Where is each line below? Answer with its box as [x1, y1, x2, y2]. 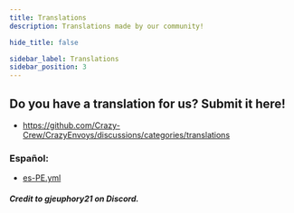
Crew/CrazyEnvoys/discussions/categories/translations [22, 129, 231, 140]
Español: [9, 152, 50, 164]
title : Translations [9, 13, 88, 23]
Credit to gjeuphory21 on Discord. [9, 193, 139, 204]
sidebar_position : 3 [9, 62, 88, 72]
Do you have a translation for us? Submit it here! [9, 96, 287, 111]
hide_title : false [9, 38, 79, 47]
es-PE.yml [22, 172, 62, 183]
